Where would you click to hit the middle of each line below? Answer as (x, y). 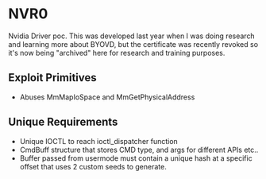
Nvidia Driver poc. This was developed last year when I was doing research (132, 36)
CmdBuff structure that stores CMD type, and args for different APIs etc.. (139, 150)
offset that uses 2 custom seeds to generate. (93, 166)
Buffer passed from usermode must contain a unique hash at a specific (136, 158)
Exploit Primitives (52, 78)
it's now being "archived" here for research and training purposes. (117, 53)
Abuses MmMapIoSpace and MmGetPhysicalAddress (107, 97)
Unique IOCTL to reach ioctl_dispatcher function (99, 141)
